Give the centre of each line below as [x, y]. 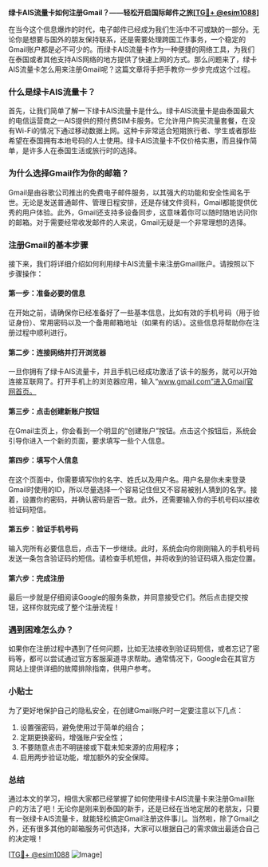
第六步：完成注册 [36, 578]
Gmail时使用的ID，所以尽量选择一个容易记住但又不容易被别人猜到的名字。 [130, 489]
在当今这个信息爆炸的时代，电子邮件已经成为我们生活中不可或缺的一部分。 [130, 30]
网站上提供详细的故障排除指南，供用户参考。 [82, 668]
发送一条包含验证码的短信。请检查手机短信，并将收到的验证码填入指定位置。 [134, 558]
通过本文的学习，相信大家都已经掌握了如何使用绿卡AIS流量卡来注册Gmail [128, 798]
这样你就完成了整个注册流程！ [71, 607]
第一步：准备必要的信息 [47, 294]
